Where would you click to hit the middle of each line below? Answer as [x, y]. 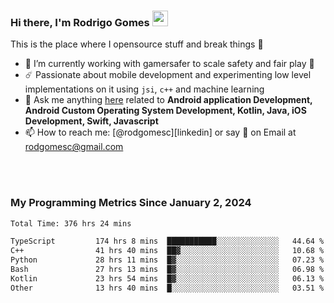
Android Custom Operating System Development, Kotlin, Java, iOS [165, 111]
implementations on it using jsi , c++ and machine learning [144, 89]
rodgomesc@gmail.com [74, 147]
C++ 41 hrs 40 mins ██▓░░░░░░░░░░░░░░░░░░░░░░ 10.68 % [167, 251]
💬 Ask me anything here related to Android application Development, [168, 100]
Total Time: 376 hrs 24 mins [71, 223]
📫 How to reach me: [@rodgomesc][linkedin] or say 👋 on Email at [160, 132]
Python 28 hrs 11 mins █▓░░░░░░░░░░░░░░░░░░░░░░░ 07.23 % [167, 260]
